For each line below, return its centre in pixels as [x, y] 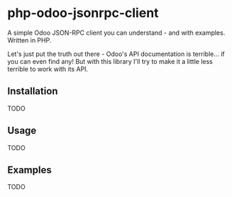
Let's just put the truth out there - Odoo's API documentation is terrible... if [116, 54]
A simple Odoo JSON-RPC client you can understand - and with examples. [116, 33]
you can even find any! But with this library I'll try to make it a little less [110, 61]
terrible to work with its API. [48, 69]
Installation [33, 91]
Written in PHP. [29, 40]
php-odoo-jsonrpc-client [83, 13]
